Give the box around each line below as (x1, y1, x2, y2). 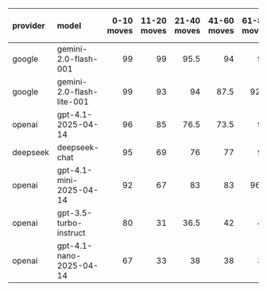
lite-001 (56, 96, 89, 107)
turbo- (56, 218, 83, 228)
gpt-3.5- (56, 208, 93, 218)
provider (12, 20, 45, 31)
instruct (56, 227, 86, 238)
